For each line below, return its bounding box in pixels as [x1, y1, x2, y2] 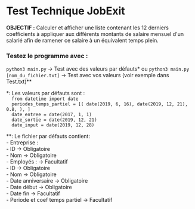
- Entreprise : [6, 139, 39, 146]
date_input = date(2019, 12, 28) [11, 122, 95, 128]
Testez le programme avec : [6, 52, 88, 60]
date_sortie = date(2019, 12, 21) [11, 117, 97, 123]
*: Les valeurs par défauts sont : [6, 90, 85, 97]
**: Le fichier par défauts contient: [6, 133, 91, 140]
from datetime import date [11, 96, 79, 102]
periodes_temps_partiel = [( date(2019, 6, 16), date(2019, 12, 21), [11, 101, 188, 107]
